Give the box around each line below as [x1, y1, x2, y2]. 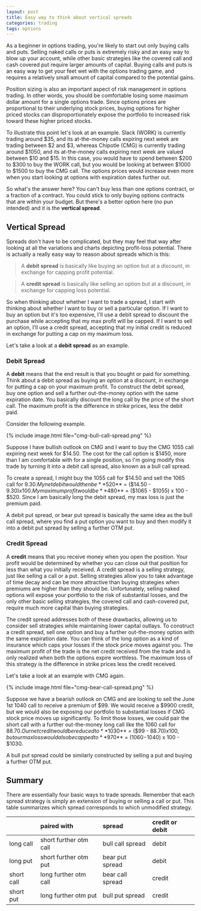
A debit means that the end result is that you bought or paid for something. [6, 371, 191, 378]
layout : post [6, 8, 39, 15]
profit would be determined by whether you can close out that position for [6, 559, 188, 566]
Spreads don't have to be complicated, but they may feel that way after [6, 238, 181, 245]
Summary [6, 775, 44, 785]
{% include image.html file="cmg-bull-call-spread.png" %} [6, 432, 152, 439]
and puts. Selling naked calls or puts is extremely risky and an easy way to [6, 49, 190, 56]
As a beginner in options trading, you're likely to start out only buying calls [6, 42, 190, 49]
